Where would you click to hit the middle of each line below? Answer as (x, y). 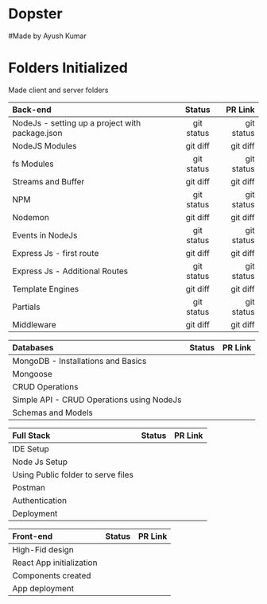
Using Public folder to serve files (73, 474)
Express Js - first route (56, 253)
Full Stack (31, 436)
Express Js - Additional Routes (70, 271)
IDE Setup (31, 448)
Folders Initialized (68, 68)
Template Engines (46, 288)
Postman (29, 487)
